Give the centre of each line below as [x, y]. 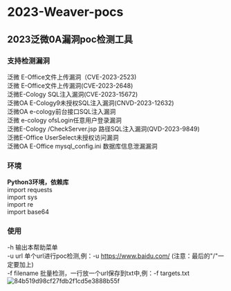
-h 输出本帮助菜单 [33, 247]
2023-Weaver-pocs [65, 12]
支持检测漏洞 [29, 61]
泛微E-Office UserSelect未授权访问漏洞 [63, 137]
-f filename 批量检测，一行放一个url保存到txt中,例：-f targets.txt [99, 273]
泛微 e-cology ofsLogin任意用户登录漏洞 [65, 120]
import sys [22, 197]
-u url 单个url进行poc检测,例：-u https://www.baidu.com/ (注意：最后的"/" [113, 256]
